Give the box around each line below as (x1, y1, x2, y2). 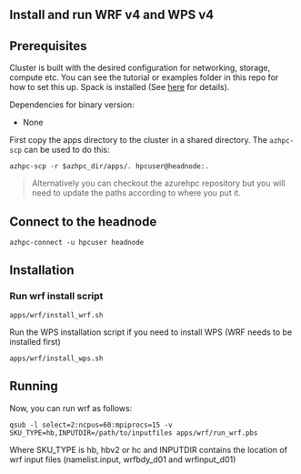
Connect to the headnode (9, 214, 157, 229)
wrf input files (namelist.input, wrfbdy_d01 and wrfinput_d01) (9, 454, 236, 465)
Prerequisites (9, 38, 87, 54)
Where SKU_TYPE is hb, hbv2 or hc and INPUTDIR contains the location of (9, 444, 288, 455)
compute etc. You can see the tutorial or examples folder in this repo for (9, 72, 279, 83)
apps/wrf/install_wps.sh (9, 354, 104, 363)
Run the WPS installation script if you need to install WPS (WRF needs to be (9, 327, 293, 338)
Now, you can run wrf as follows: (9, 402, 133, 413)
